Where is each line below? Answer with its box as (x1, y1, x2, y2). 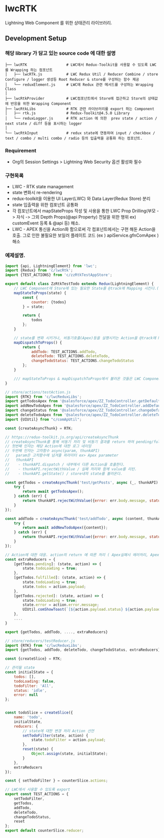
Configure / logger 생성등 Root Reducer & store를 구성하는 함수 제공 (5, 77, 140, 82)
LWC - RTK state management (12, 184, 74, 190)
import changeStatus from (5, 408, 58, 413)
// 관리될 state (5, 665, 35, 670)
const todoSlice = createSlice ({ (5, 710, 73, 715)
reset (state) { (22, 747, 54, 752)
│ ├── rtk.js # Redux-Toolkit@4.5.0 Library (5, 111, 130, 116)
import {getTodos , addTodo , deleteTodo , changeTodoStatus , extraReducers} (5, 647, 161, 652)
